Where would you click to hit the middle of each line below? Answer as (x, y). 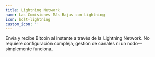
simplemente (19, 49)
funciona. (43, 49)
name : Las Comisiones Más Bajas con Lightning (55, 15)
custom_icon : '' (22, 24)
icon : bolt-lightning (28, 19)
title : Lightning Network (32, 10)
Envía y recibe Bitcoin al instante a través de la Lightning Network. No (77, 38)
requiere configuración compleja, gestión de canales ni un (66, 44)
